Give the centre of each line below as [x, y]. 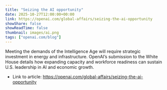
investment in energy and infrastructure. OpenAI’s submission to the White [82, 56]
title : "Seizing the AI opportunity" [44, 10]
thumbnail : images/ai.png [32, 33]
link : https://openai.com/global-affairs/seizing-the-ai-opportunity [79, 19]
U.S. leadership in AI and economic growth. [50, 67]
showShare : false [23, 23]
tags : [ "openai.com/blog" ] [33, 38]
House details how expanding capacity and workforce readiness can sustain [83, 62]
